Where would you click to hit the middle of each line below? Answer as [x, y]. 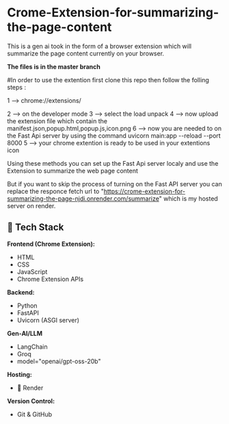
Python [27, 305]
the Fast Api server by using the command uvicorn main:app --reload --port [114, 136]
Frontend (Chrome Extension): [51, 244]
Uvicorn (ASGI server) [48, 320]
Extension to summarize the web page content [73, 171]
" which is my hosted [189, 198]
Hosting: [20, 374]
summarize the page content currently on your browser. [86, 53]
